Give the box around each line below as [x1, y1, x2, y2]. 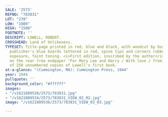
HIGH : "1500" [5, 26, 32, 31]
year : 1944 [5, 72, 28, 77]
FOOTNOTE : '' [5, 30, 32, 35]
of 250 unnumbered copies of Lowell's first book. [9, 63, 117, 68]
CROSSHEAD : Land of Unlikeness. [5, 40, 72, 45]
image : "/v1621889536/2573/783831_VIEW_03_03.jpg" [5, 100, 113, 105]
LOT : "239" [5, 16, 28, 21]
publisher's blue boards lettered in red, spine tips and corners [9, 49, 151, 54]
